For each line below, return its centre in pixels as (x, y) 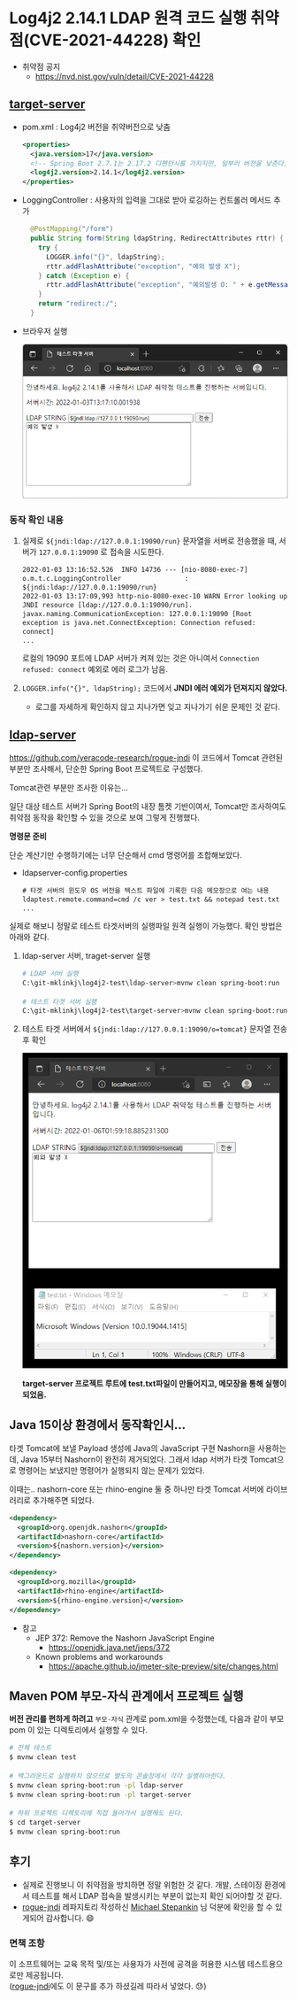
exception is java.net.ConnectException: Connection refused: (139, 623)
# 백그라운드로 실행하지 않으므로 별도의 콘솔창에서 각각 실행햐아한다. (118, 1776)
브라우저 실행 (45, 331)
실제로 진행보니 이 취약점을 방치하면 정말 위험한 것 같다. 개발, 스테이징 (142, 1884)
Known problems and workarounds (99, 1656)
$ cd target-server (45, 1823)
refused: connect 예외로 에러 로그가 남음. (95, 669)
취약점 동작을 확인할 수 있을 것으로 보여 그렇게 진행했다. (105, 817)
